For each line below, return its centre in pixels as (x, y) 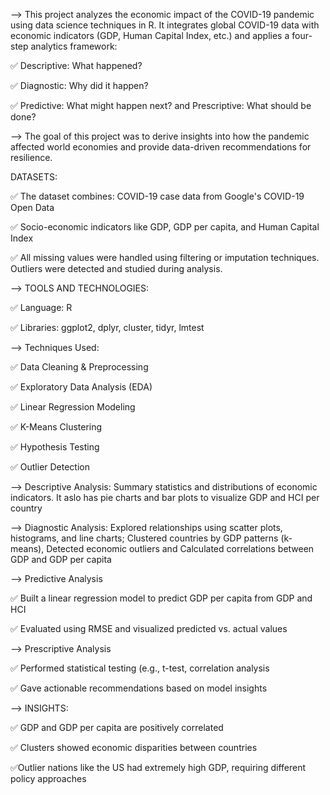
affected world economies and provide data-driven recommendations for (161, 147)
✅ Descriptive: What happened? (76, 65)
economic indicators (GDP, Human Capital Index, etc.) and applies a (150, 35)
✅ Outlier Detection (50, 467)
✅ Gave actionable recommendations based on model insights (139, 688)
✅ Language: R (41, 307)
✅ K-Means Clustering (56, 427)
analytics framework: (74, 46)
